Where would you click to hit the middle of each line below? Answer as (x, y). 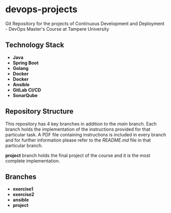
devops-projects (41, 9)
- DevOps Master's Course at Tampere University (57, 29)
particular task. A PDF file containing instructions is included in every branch (86, 134)
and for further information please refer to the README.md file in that (78, 140)
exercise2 (23, 195)
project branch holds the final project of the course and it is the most (78, 155)
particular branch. (24, 145)
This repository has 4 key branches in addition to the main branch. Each (81, 124)
